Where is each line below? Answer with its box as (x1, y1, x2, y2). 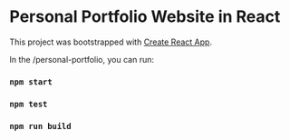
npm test (9, 98, 48, 109)
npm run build (9, 121, 72, 131)
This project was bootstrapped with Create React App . (9, 36, 213, 47)
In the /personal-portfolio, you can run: (9, 54, 154, 65)
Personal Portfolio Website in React (9, 6, 281, 27)
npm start (9, 76, 53, 87)
